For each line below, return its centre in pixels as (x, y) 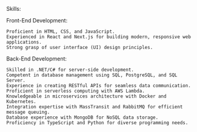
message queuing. (28, 112)
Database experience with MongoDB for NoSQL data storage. (82, 117)
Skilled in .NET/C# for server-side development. (70, 70)
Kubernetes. (21, 102)
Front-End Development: (37, 20)
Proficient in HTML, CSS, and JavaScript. (61, 31)
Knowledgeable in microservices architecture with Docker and (86, 96)
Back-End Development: (37, 59)
